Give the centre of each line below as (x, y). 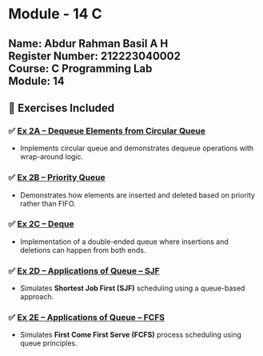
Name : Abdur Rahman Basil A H (88, 44)
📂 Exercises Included (61, 108)
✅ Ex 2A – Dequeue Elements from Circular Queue (107, 130)
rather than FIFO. (48, 203)
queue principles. (48, 343)
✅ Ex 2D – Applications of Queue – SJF (84, 270)
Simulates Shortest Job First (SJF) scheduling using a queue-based (132, 288)
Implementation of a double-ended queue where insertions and (124, 242)
